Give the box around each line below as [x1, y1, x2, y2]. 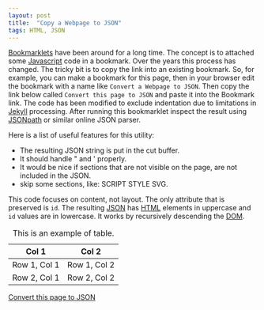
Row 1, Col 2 [66, 259, 115, 270]
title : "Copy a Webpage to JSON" [8, 19, 123, 27]
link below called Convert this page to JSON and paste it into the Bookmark [8, 90, 255, 100]
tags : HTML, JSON [8, 26, 66, 34]
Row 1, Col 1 [12, 259, 60, 270]
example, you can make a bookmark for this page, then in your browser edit [8, 73, 255, 83]
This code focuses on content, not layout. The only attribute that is [8, 195, 225, 204]
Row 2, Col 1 [12, 272, 60, 283]
